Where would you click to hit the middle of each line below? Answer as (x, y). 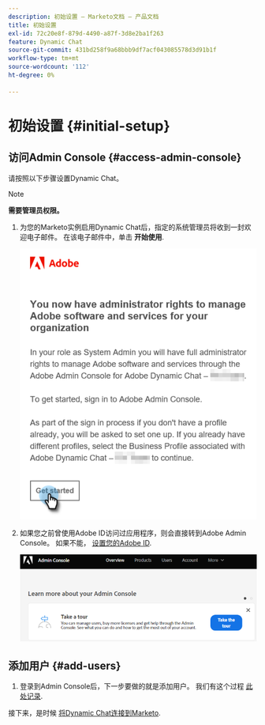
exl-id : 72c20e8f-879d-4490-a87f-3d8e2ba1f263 (86, 33)
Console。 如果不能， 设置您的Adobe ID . (86, 543)
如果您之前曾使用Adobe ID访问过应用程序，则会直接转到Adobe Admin (133, 533)
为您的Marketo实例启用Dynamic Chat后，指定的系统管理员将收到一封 (132, 227)
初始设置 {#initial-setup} (90, 126)
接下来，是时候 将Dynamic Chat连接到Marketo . (84, 713)
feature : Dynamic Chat (45, 42)
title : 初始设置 (32, 25)
